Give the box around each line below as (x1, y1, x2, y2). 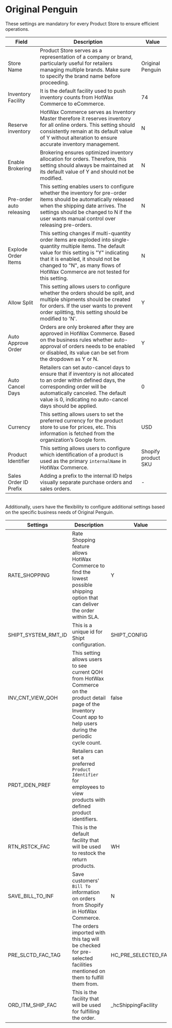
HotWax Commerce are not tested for (40, 268, 130, 275)
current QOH (72, 668, 103, 675)
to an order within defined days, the (40, 376, 125, 383)
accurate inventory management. (40, 140, 120, 147)
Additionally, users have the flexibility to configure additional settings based (5, 503, 165, 510)
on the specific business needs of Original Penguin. (5, 509, 114, 515)
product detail (72, 694, 106, 701)
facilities (72, 961, 93, 968)
